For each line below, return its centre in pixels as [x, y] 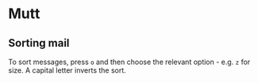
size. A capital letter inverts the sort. [67, 70]
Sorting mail [39, 43]
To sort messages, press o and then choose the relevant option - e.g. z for [129, 62]
